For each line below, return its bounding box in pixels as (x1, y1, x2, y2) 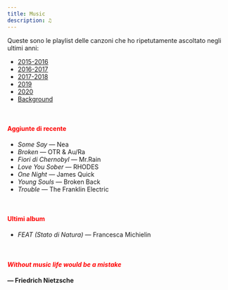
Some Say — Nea (17, 140, 69, 149)
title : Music (7, 10, 46, 18)
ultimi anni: (7, 44, 39, 52)
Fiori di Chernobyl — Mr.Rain (17, 155, 101, 163)
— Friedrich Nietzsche (7, 276, 74, 285)
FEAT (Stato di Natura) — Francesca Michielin (17, 230, 151, 239)
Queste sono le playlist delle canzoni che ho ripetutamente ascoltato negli (7, 36, 222, 44)
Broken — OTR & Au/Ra (17, 147, 86, 156)
